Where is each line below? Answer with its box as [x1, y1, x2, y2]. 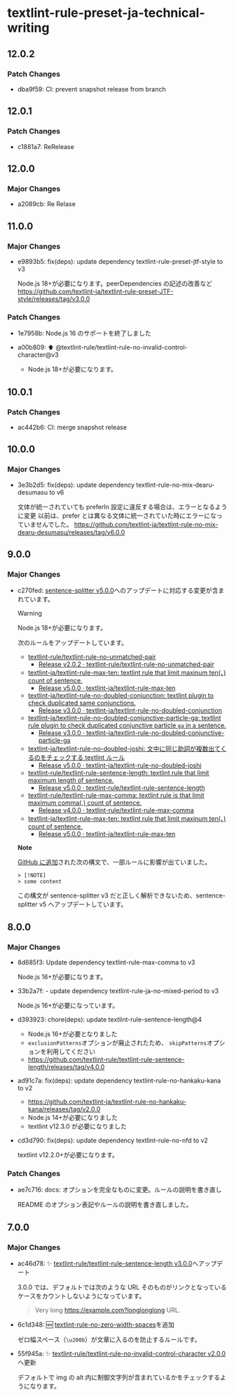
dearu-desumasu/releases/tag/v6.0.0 [17, 528, 125, 536]
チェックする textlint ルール [46, 753, 125, 762]
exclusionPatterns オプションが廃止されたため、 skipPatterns [27, 1038, 207, 1047]
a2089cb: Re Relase [17, 200, 76, 208]
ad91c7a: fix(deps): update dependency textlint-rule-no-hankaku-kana [17, 1076, 221, 1085]
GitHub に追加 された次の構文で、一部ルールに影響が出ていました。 [17, 858, 212, 867]
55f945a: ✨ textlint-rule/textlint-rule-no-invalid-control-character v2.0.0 [17, 1349, 226, 1358]
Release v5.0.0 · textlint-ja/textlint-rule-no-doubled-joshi [38, 761, 202, 770]
